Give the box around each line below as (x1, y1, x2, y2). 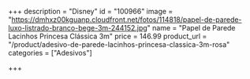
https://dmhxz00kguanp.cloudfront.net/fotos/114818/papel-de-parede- (11, 15, 242, 24)
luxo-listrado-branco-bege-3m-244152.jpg (8, 23, 147, 32)
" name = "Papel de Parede (147, 23, 236, 32)
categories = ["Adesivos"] (8, 48, 92, 57)
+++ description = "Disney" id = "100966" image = (8, 7, 174, 16)
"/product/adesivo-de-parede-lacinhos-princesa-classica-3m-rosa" (8, 40, 230, 49)
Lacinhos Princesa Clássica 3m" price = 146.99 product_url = (8, 31, 207, 41)
